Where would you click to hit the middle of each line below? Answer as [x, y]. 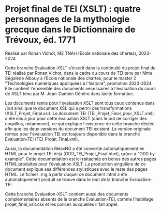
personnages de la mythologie [67, 19]
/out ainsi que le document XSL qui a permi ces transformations [68, 108]
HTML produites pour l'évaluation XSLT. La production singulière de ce [75, 164]
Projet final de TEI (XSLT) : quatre [73, 9]
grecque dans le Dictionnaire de [70, 30]
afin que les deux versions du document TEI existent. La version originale [78, 129]
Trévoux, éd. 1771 [40, 40]
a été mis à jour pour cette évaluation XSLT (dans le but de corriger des [76, 118]
